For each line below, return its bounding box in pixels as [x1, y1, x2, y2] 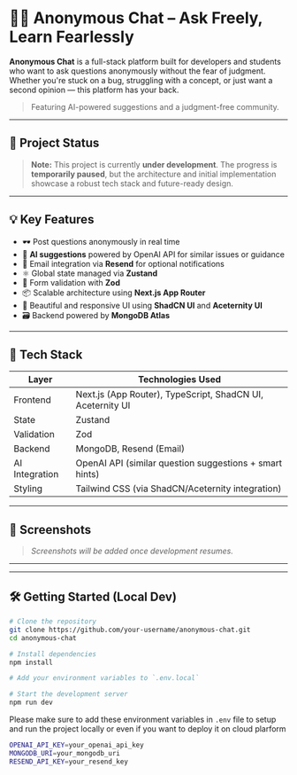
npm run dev [9, 698, 53, 708]
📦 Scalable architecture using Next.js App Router [21, 287, 206, 298]
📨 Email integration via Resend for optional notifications [21, 258, 225, 269]
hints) [75, 468, 100, 481]
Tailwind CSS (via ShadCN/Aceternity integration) [75, 482, 282, 495]
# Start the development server [9, 690, 128, 699]
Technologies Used [138, 373, 222, 386]
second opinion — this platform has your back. [9, 84, 179, 95]
